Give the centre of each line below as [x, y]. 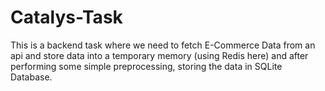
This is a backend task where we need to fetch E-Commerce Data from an [163, 45]
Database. [31, 77]
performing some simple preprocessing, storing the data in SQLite [146, 66]
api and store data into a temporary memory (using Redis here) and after [159, 55]
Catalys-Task [66, 17]
